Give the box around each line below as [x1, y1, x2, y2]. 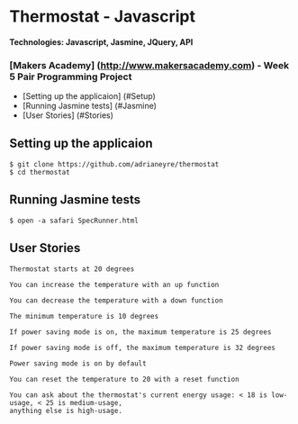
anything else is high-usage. [9, 406, 123, 415]
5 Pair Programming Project [9, 70, 132, 83]
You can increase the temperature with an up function [9, 280, 220, 289]
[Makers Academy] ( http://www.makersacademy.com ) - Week [9, 59, 290, 71]
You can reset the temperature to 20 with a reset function [9, 374, 240, 383]
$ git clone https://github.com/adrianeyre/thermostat [9, 159, 220, 168]
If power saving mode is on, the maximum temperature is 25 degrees [9, 327, 272, 337]
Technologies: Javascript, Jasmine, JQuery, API [9, 36, 194, 47]
